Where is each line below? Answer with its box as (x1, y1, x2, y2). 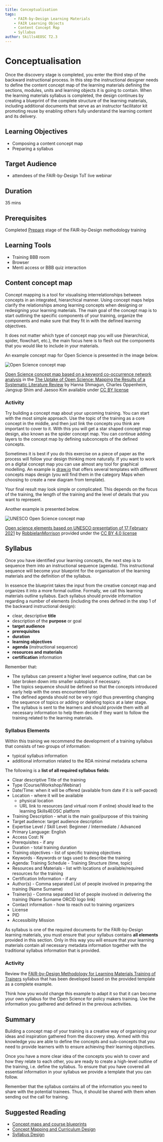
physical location (19, 798, 54, 804)
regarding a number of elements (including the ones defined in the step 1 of (5, 598, 157, 604)
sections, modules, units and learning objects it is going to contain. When (5, 87, 152, 93)
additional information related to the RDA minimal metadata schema (12, 758, 147, 764)
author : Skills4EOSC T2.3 (5, 35, 57, 40)
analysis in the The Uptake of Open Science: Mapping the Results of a (5, 376, 145, 382)
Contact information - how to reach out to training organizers (12, 902, 135, 908)
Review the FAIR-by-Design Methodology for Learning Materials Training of (5, 971, 156, 977)
